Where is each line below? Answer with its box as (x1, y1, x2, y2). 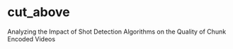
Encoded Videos (7, 34, 55, 43)
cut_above (7, 4, 71, 20)
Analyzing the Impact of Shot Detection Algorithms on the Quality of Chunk (7, 27, 227, 36)
